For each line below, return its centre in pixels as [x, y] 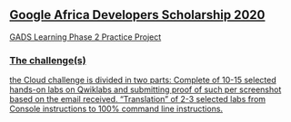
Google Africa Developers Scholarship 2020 [137, 15]
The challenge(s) [48, 60]
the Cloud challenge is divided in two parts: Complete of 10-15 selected [143, 80]
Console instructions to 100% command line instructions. [116, 108]
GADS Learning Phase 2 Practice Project [85, 37]
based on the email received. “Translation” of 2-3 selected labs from [138, 99]
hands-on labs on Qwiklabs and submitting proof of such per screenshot [145, 89]
